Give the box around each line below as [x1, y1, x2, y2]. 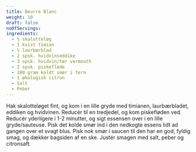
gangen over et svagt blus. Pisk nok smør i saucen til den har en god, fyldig [6, 127, 191, 134]
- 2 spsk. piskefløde [11, 64, 65, 70]
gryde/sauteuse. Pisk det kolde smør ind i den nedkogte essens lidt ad [6, 121, 178, 128]
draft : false [6, 20, 39, 26]
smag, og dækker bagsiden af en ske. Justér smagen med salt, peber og [6, 134, 184, 141]
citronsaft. [6, 140, 31, 147]
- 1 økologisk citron [11, 75, 65, 81]
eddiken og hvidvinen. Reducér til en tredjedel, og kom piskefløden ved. [6, 108, 182, 116]
